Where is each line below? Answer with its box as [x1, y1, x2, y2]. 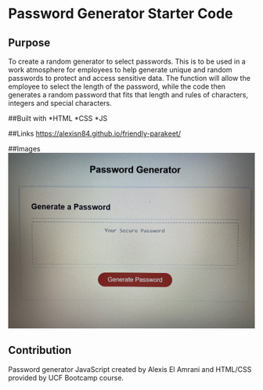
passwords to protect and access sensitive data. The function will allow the [8, 74, 250, 82]
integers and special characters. [8, 99, 112, 108]
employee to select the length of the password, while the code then [8, 82, 225, 91]
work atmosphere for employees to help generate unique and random [8, 65, 232, 75]
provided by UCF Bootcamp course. [8, 373, 124, 382]
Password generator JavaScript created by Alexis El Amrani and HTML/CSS [8, 364, 252, 374]
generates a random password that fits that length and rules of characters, [8, 90, 249, 99]
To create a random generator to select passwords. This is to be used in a [8, 56, 247, 66]
